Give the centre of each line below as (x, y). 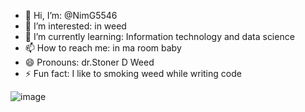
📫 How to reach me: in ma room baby (103, 48)
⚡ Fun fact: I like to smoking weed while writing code (133, 73)
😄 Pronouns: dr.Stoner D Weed (89, 62)
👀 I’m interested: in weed (75, 26)
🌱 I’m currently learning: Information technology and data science (159, 36)
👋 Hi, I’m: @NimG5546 (71, 15)
